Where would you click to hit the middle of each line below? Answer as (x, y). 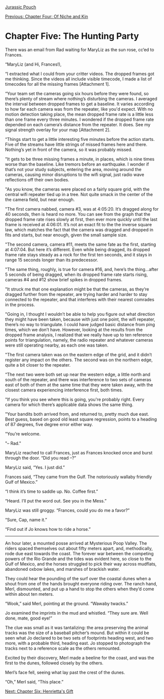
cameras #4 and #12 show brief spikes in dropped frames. (64, 279)
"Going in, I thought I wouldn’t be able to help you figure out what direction (80, 314)
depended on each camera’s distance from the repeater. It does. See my (78, 124)
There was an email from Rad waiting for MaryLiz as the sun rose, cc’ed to (80, 49)
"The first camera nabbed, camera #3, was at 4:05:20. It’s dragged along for (82, 209)
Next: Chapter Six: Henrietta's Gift (39, 691)
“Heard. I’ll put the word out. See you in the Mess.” (56, 501)
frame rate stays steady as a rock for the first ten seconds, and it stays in (79, 254)
